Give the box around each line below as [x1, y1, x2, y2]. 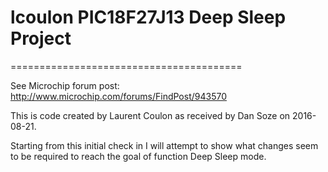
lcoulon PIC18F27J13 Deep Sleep [10, 6, 287, 29]
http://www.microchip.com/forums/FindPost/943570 [10, 90, 227, 102]
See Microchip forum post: [10, 79, 120, 91]
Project [10, 27, 72, 50]
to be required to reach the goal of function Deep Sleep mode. [10, 150, 267, 162]
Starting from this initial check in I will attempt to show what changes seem [10, 139, 319, 151]
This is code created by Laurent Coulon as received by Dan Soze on [10, 109, 291, 121]
